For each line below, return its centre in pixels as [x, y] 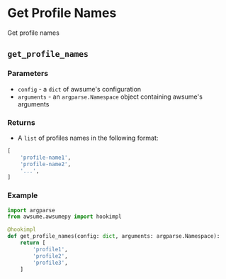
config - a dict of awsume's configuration [79, 89]
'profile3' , [51, 263]
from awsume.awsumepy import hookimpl [64, 217]
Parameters [28, 74]
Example [23, 195]
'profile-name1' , [46, 158]
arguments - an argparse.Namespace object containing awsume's [110, 97]
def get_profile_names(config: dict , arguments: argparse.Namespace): [114, 236]
